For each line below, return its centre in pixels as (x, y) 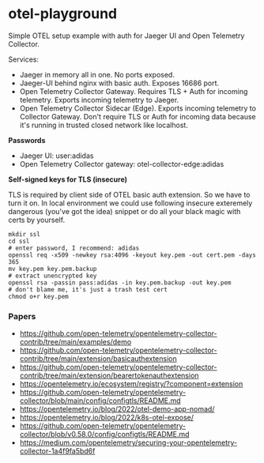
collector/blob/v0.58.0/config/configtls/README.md (104, 435)
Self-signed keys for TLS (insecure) (68, 179)
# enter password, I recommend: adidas (74, 248)
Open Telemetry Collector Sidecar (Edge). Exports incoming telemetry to (138, 108)
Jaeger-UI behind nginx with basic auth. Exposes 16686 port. (119, 83)
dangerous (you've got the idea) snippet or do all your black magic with (124, 211)
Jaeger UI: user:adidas (57, 156)
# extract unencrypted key (53, 276)
